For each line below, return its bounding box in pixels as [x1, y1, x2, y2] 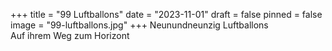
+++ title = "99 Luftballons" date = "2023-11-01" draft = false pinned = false [10, 9, 323, 20]
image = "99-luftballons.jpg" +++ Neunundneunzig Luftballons [10, 19, 269, 31]
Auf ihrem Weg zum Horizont [10, 30, 130, 41]
